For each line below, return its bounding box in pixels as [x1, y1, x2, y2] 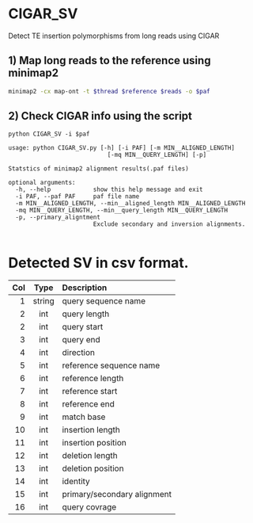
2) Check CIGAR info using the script [8, 109, 192, 123]
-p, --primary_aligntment [15, 213, 101, 222]
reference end [62, 399, 115, 410]
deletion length [62, 450, 118, 461]
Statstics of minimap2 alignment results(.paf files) [8, 165, 190, 173]
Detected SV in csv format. [8, 254, 189, 272]
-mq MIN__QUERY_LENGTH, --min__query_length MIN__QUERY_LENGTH [15, 207, 228, 215]
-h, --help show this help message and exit [15, 185, 203, 194]
